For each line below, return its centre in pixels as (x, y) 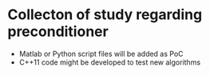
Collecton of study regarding (105, 15)
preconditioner (58, 32)
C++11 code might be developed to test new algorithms (110, 62)
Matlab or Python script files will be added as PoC (101, 53)
